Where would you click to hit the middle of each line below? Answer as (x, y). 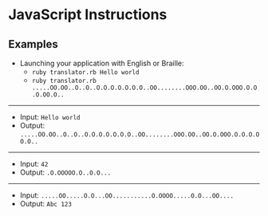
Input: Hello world (50, 117)
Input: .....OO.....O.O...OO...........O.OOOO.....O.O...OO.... (126, 195)
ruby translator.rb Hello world (85, 73)
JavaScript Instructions (88, 15)
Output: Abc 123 (45, 204)
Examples (33, 44)
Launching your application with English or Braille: (102, 63)
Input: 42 (34, 164)
